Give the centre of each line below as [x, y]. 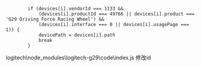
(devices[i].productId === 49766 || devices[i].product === [116, 14]
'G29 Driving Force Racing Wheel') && [55, 19]
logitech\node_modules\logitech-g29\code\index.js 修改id [78, 58]
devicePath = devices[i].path [77, 35]
